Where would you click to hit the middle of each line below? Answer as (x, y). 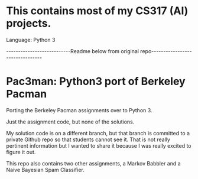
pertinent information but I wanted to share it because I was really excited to (99, 145)
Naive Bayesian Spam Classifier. (45, 170)
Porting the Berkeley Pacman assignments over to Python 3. (79, 110)
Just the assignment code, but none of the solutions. (70, 122)
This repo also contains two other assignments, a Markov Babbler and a (94, 163)
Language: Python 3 (31, 40)
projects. (29, 23)
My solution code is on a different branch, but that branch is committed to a (98, 133)
